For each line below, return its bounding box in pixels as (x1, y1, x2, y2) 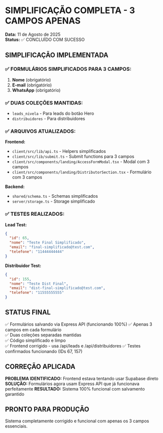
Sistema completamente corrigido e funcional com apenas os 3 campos (5, 418, 149, 424)
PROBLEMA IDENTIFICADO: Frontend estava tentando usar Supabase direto (5, 375, 159, 381)
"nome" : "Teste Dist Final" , (9, 281, 69, 286)
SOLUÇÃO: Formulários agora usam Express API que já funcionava (5, 381, 140, 387)
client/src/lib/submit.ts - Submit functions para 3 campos (12, 154, 135, 160)
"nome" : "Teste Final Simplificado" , (9, 240, 86, 245)
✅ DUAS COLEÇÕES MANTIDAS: (5, 99, 83, 106)
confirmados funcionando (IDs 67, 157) (5, 348, 83, 354)
